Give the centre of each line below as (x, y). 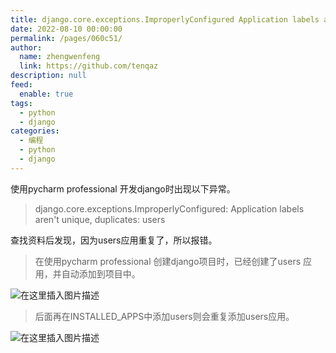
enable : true (46, 94)
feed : (21, 85)
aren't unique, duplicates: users (100, 219)
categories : (35, 131)
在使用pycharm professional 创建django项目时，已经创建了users (168, 261)
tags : (21, 103)
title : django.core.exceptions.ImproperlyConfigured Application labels (165, 19)
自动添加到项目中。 (101, 273)
